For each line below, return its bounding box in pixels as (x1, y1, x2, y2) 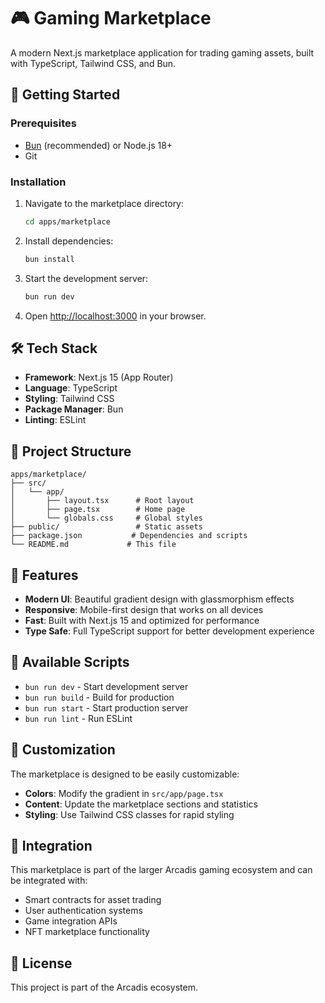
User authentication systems (24, 905, 143, 917)
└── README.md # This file (10, 540, 177, 550)
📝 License (10, 955, 73, 972)
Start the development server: (24, 272, 149, 284)
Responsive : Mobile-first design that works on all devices (24, 603, 264, 615)
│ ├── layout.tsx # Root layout (10, 496, 195, 506)
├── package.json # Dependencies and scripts (10, 531, 248, 541)
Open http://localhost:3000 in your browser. (24, 310, 207, 322)
